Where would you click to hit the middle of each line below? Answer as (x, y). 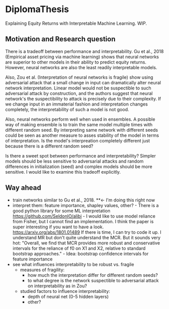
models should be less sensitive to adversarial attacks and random (74, 161)
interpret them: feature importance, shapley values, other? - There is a (86, 205)
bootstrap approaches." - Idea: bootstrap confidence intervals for (80, 253)
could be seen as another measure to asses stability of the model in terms (82, 135)
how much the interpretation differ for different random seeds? (93, 275)
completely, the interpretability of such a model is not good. (67, 109)
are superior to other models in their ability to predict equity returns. (76, 62)
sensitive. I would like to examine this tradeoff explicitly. (63, 172)
